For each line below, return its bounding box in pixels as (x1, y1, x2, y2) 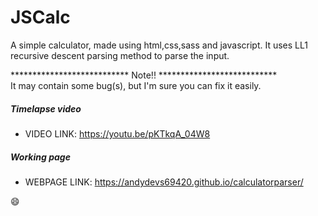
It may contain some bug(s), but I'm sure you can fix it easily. (10, 79, 262, 91)
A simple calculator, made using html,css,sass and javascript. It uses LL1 (10, 39, 308, 51)
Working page (10, 151, 71, 163)
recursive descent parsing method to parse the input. (10, 49, 230, 61)
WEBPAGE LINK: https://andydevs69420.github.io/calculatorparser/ (24, 176, 304, 188)
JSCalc (10, 6, 71, 29)
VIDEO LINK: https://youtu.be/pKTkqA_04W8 (24, 127, 211, 140)
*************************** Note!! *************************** (10, 69, 278, 81)
